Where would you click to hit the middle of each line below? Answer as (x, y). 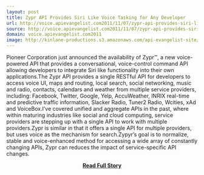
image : (15, 40)
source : (16, 29)
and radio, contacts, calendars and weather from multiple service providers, (101, 89)
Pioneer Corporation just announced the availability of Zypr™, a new (91, 57)
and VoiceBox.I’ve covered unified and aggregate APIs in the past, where (98, 109)
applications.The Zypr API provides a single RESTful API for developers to (98, 77)
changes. (18, 154)
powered (17, 64)
